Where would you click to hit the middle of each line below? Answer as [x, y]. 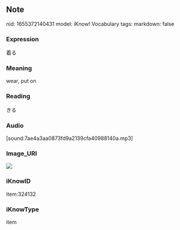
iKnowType [23, 209]
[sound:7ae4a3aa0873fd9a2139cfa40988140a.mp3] [70, 138]
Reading [18, 96]
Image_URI [21, 154]
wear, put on [21, 81]
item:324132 [21, 194]
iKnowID [19, 181]
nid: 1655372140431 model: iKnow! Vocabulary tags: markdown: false [90, 24]
